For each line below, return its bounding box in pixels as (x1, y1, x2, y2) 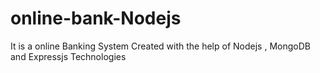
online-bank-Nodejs (10, 7, 182, 30)
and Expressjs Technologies (10, 50, 127, 62)
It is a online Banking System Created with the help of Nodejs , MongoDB (10, 40, 311, 52)
